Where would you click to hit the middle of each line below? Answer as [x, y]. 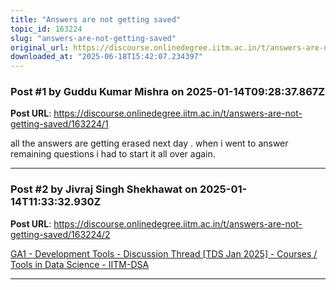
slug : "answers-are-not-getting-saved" [93, 38]
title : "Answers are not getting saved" [96, 19]
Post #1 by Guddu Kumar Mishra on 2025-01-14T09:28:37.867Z [168, 92]
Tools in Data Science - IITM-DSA [80, 264]
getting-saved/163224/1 [59, 124]
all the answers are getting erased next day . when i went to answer [149, 143]
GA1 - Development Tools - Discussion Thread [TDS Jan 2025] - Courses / [164, 253]
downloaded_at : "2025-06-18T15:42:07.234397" [106, 57]
